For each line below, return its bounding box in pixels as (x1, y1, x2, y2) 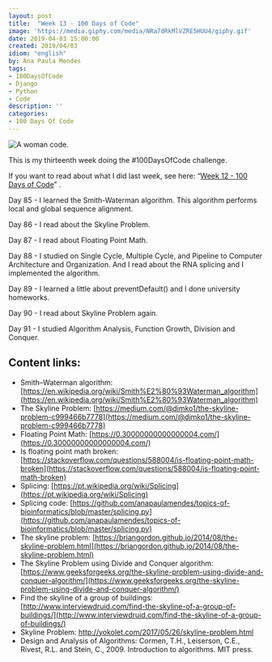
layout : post (8, 11, 53, 20)
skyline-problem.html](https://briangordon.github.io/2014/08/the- (19, 540, 240, 551)
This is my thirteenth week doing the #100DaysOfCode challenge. (8, 155, 228, 164)
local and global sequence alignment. (8, 203, 134, 213)
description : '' (8, 102, 63, 110)
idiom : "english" (8, 49, 67, 58)
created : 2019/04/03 (8, 42, 79, 50)
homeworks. (8, 293, 50, 302)
